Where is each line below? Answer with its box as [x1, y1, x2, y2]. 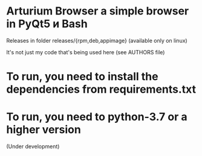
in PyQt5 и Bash [6, 17, 88, 31]
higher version [6, 123, 82, 137]
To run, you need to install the [6, 70, 158, 84]
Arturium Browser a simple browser [6, 4, 189, 18]
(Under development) [6, 143, 60, 150]
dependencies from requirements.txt [6, 83, 197, 96]
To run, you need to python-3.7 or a [6, 110, 187, 124]
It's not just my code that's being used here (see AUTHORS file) [6, 48, 165, 55]
